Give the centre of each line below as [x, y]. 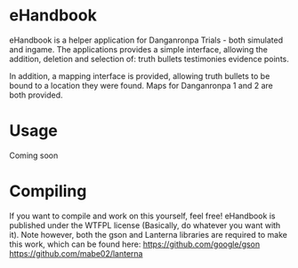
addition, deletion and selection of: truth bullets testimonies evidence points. [149, 59]
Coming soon [34, 155]
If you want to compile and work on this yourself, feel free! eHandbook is [142, 216]
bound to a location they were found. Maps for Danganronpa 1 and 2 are [141, 85]
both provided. [36, 95]
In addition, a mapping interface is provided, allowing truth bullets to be [140, 75]
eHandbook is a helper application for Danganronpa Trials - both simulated [146, 40]
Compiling [48, 191]
